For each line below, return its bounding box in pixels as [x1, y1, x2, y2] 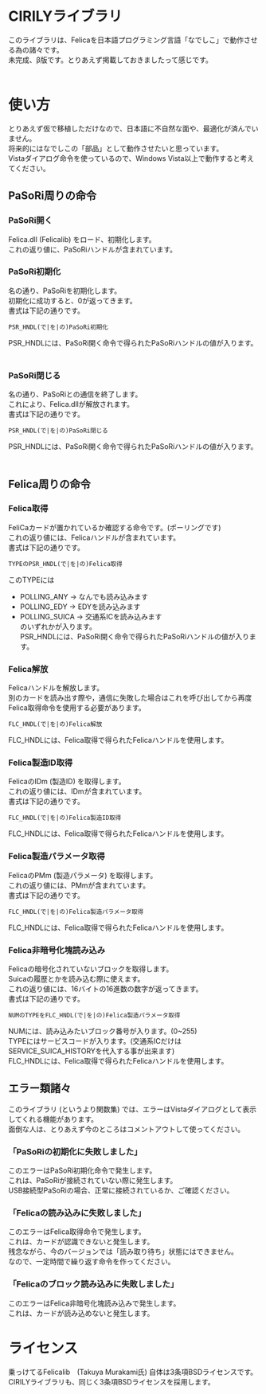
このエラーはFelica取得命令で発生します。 [8, 1227, 146, 1236]
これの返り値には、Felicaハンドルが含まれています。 [8, 533, 181, 542]
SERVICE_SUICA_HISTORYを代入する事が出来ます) [8, 1046, 175, 1056]
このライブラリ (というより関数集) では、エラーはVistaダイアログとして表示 [8, 1104, 257, 1114]
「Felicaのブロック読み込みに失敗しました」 [8, 1279, 179, 1290]
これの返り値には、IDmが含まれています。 [8, 787, 147, 796]
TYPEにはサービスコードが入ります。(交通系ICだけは [8, 1037, 182, 1046]
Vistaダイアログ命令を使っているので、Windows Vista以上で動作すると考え [8, 153, 255, 163]
